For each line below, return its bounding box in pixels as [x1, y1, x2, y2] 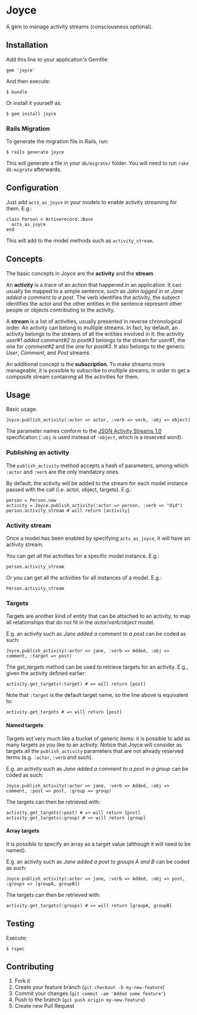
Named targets [6, 721, 44, 729]
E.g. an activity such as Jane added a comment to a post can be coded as [6, 630, 186, 637]
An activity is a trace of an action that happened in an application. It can [6, 281, 181, 288]
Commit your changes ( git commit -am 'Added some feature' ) [14, 990, 166, 997]
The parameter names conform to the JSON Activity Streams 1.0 [6, 427, 162, 434]
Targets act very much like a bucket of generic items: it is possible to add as [6, 735, 191, 742]
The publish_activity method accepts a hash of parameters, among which [6, 461, 189, 469]
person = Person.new [6, 497, 57, 503]
